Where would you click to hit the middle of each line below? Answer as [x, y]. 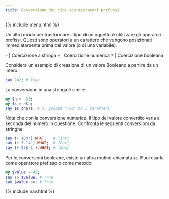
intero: [12, 70]
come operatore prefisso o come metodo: [49, 163]
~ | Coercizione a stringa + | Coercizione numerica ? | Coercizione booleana [84, 55]
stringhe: [15, 129]
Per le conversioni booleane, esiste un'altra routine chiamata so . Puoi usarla [84, 157]
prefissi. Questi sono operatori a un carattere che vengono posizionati [79, 40]
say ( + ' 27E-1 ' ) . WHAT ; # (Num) [37, 148]
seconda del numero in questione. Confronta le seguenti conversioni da [80, 123]
